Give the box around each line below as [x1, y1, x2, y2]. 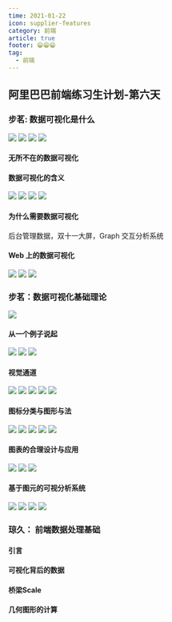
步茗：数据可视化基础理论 [8, 291, 107, 303]
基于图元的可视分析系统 [8, 484, 86, 493]
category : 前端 [8, 26, 57, 34]
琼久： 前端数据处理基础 [8, 524, 101, 535]
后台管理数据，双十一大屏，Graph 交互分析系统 [8, 231, 164, 240]
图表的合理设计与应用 [8, 445, 78, 455]
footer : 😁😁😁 [8, 42, 56, 50]
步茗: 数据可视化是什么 [8, 114, 95, 125]
